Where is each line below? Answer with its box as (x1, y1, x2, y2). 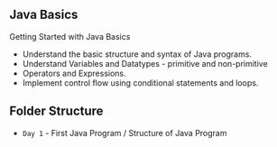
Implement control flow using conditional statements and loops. (22, 77, 259, 88)
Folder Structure (9, 104, 104, 119)
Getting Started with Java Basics (9, 31, 131, 41)
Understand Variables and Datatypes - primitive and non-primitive (22, 58, 268, 69)
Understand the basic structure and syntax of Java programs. (22, 49, 253, 60)
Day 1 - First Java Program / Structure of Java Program (22, 127, 227, 138)
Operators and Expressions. (22, 68, 126, 78)
